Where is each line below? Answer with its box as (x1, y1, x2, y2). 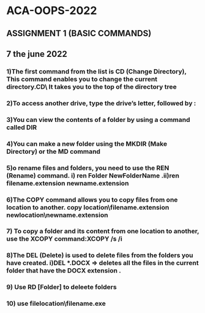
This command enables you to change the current (6, 75, 158, 83)
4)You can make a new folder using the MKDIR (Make (6, 139, 167, 148)
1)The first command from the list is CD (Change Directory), (6, 67, 187, 75)
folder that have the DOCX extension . (6, 266, 121, 275)
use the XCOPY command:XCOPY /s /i (6, 235, 122, 243)
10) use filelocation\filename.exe (6, 300, 106, 308)
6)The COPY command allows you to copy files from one (6, 195, 178, 204)
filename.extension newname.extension (6, 179, 129, 187)
